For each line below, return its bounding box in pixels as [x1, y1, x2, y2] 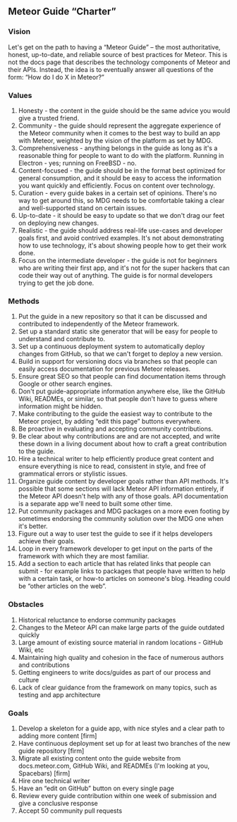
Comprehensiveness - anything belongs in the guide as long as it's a [18, 144, 218, 152]
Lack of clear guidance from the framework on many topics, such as [18, 683, 217, 692]
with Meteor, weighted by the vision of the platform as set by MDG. [18, 136, 214, 145]
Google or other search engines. [18, 380, 113, 388]
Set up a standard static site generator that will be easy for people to [18, 327, 218, 336]
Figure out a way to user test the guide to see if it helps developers [18, 529, 213, 538]
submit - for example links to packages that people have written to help [18, 567, 226, 575]
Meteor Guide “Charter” [8, 6, 116, 18]
